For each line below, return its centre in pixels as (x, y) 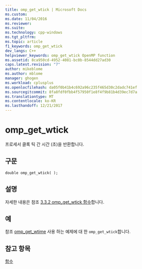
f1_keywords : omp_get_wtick (34, 46)
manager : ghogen (22, 78)
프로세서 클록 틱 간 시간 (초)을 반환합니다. (45, 144)
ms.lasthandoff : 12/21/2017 (34, 106)
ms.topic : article (24, 42)
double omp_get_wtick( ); (31, 173)
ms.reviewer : (18, 23)
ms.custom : (16, 14)
